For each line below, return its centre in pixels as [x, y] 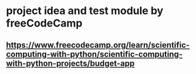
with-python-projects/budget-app [70, 63]
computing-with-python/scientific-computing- [94, 54]
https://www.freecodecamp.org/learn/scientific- [98, 45]
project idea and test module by [85, 11]
